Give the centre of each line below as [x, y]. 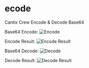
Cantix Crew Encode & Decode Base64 [44, 22]
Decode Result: [20, 60]
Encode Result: [20, 41]
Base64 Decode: [22, 51]
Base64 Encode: [22, 32]
